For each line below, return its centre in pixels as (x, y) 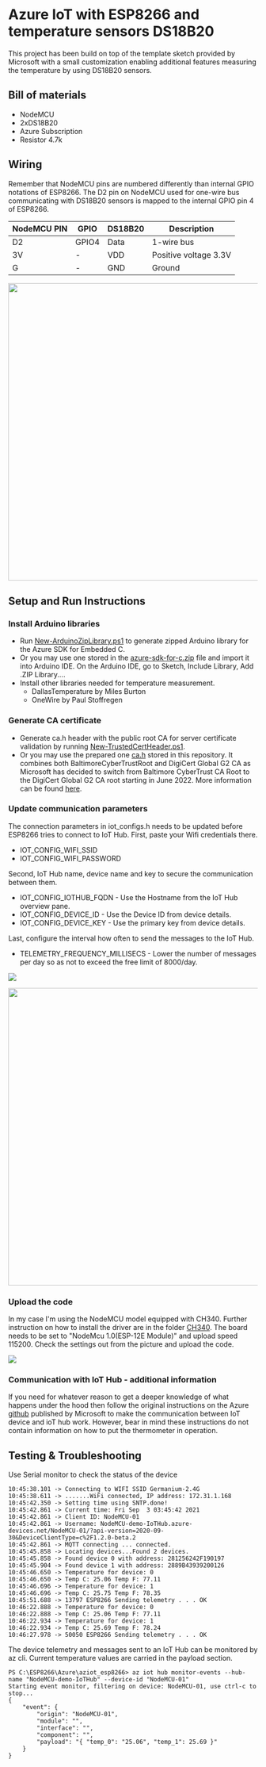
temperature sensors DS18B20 (111, 31)
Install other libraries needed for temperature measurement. (117, 683)
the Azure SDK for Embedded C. (72, 650)
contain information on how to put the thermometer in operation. (113, 1431)
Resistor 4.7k (41, 140)
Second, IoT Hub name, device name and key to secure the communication (131, 873)
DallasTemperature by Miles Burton (89, 692)
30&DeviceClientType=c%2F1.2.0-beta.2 (72, 1538)
